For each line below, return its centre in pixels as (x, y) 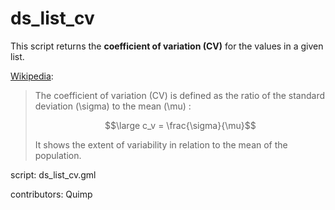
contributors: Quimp (51, 194)
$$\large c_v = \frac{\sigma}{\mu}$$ (180, 125)
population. (58, 155)
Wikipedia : (32, 76)
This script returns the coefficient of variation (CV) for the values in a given (167, 46)
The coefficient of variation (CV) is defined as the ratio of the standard (179, 95)
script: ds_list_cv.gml (53, 174)
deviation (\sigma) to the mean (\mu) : (113, 106)
